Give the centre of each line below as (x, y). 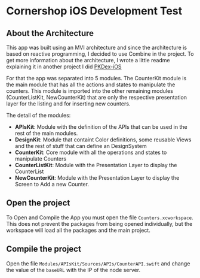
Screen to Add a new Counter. (52, 184)
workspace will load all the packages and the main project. (78, 230)
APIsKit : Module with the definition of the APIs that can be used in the (101, 127)
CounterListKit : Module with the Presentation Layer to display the (96, 165)
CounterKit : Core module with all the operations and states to (91, 152)
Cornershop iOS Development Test (94, 11)
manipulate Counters (41, 159)
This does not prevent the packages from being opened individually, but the (99, 223)
